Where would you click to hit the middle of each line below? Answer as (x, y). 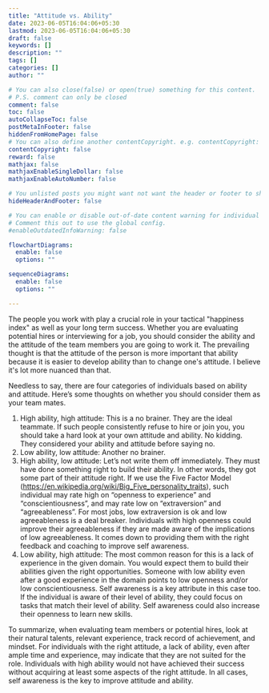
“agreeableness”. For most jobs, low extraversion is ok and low (123, 512)
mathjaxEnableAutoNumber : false (62, 179)
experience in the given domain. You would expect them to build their (134, 562)
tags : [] (23, 61)
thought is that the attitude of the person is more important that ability (123, 353)
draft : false (30, 38)
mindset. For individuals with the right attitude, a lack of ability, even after (129, 647)
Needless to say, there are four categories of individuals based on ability (128, 385)
